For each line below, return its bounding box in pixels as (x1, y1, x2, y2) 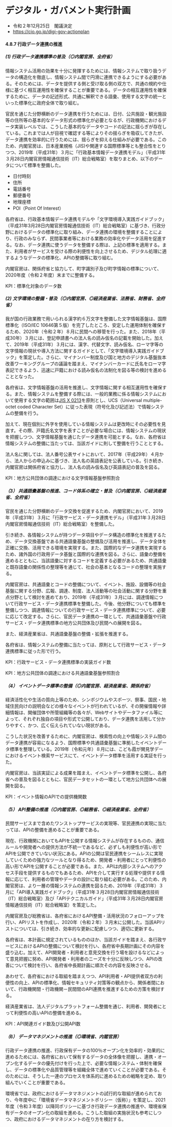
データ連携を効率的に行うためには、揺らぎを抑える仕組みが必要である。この (5, 136, 167, 142)
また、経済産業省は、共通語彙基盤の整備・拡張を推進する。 (5, 631, 131, 637)
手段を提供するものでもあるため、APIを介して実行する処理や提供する (14, 870, 160, 876)
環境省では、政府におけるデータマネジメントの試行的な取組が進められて (5, 1091, 158, 1097)
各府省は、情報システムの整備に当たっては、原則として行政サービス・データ (5, 642, 166, 648)
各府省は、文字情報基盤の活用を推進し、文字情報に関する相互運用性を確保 (5, 384, 162, 391)
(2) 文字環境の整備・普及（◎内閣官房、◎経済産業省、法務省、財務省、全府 (5, 295, 165, 302)
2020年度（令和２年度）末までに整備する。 (5, 272, 97, 278)
